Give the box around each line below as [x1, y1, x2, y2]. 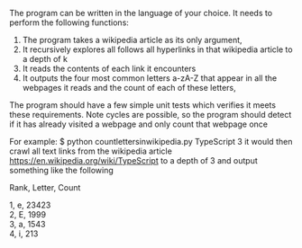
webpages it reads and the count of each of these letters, [22, 83, 236, 93]
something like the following [9, 165, 114, 175]
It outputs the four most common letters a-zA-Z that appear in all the [22, 73, 278, 84]
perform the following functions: [9, 17, 129, 28]
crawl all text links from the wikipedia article [9, 146, 173, 156]
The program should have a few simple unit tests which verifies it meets [9, 100, 277, 111]
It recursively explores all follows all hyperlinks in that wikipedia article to [22, 44, 293, 55]
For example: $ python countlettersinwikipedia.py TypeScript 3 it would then [9, 137, 293, 146]
